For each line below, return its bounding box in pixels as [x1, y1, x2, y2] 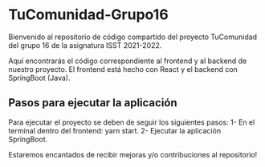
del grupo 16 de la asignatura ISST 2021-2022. [8, 40, 162, 50]
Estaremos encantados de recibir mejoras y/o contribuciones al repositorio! [8, 149, 258, 159]
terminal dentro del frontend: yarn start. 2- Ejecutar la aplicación [8, 125, 222, 135]
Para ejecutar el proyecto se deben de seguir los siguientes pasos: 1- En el [8, 117, 255, 127]
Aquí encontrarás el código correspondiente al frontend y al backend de [8, 56, 247, 66]
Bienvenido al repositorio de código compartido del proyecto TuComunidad [8, 32, 258, 42]
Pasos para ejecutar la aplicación [8, 96, 178, 109]
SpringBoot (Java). [8, 73, 71, 82]
